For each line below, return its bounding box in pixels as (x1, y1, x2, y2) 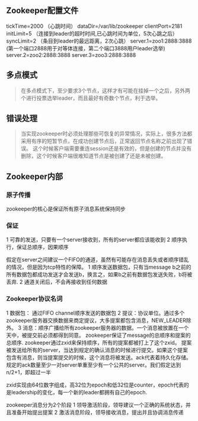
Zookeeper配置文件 (6, 5, 79, 16)
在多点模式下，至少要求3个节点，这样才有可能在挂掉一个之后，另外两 (20, 87, 191, 94)
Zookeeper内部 (6, 171, 63, 181)
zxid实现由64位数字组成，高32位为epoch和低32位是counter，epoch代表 (6, 381, 184, 388)
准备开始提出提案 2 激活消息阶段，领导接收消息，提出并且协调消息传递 (11, 409, 184, 416)
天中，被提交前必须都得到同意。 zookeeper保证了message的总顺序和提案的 (6, 331, 191, 339)
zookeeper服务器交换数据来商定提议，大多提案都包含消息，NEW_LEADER (6, 317, 187, 324)
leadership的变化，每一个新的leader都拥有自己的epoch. (11, 388, 148, 396)
